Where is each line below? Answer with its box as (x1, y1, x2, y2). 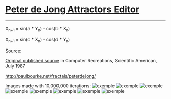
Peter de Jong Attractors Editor (5, 4, 140, 15)
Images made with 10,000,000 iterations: (5, 83, 91, 89)
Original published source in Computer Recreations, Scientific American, (5, 57, 157, 63)
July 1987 (5, 63, 25, 69)
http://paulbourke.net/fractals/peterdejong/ (5, 72, 96, 79)
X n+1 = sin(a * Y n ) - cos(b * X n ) (5, 25, 70, 33)
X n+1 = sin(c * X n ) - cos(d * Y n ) (5, 36, 70, 44)
